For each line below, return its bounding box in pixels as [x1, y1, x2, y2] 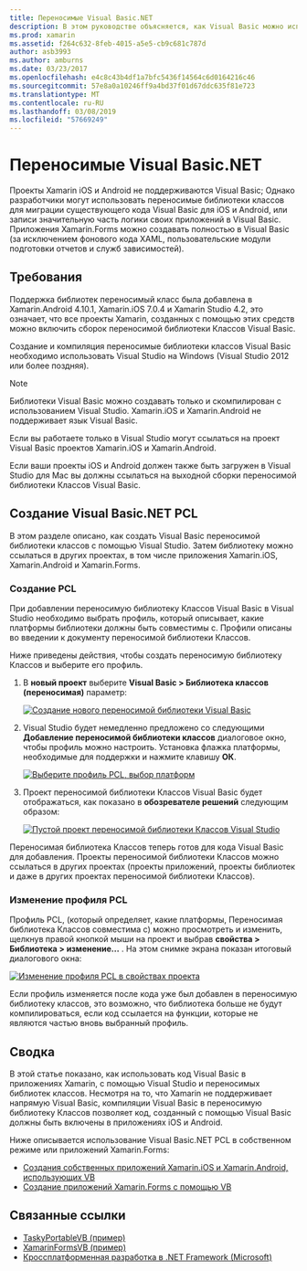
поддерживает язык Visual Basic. [9, 415, 139, 426]
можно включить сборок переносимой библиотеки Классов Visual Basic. [9, 323, 296, 334]
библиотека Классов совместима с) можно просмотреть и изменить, [9, 924, 283, 935]
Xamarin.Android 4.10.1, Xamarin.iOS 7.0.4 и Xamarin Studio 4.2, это [9, 303, 263, 314]
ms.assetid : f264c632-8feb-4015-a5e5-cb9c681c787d [9, 38, 206, 48]
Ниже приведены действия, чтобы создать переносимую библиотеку [9, 650, 282, 661]
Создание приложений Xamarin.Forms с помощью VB [22, 1181, 232, 1192]
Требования [9, 270, 82, 285]
